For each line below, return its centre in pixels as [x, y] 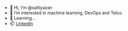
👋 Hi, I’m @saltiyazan [31, 8]
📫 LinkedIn [21, 24]
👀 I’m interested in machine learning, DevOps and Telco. [66, 13]
